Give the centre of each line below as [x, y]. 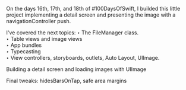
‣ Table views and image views [44, 39]
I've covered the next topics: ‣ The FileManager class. [72, 33]
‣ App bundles [24, 45]
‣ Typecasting [23, 52]
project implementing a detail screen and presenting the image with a [91, 15]
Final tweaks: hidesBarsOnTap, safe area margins [67, 81]
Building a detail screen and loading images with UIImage [76, 69]
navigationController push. [39, 21]
